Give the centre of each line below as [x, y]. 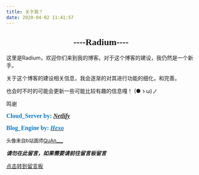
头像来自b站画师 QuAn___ [35, 141]
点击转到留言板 [25, 166]
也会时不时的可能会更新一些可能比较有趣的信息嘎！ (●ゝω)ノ [82, 91]
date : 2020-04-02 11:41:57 [40, 17]
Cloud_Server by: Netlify [38, 116]
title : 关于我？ [25, 12]
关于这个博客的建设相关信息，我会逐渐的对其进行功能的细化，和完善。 [93, 78]
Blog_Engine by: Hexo [35, 128]
